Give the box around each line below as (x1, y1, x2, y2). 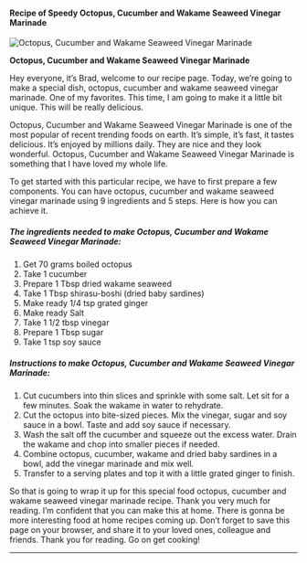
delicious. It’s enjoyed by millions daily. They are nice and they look (9, 139, 262, 150)
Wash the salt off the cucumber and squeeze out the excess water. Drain (22, 430, 297, 441)
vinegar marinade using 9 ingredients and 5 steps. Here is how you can (9, 196, 278, 207)
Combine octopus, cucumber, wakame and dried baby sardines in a (22, 449, 278, 460)
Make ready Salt (22, 307, 85, 319)
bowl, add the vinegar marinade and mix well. (22, 458, 195, 470)
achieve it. (9, 206, 48, 217)
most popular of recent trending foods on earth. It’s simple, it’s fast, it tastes (9, 129, 294, 141)
